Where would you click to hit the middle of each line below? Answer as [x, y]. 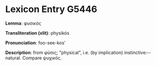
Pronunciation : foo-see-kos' [36, 43]
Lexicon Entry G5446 [51, 9]
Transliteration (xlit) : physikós [37, 33]
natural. [13, 58]
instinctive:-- [138, 52]
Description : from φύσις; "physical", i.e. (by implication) [64, 52]
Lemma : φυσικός [23, 23]
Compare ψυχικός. [42, 58]
